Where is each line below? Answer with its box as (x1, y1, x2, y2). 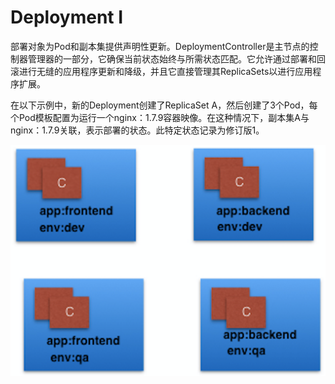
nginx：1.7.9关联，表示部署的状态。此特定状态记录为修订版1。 (10, 124, 265, 136)
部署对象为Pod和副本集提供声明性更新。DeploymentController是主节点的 (10, 40, 310, 52)
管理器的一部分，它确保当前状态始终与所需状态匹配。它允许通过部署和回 (27, 52, 326, 65)
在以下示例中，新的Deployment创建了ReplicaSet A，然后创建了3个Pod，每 (10, 99, 318, 111)
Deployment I (10, 6, 124, 29)
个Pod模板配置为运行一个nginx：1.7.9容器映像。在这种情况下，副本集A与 (10, 111, 310, 123)
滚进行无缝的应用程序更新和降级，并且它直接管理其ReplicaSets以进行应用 (10, 65, 313, 77)
